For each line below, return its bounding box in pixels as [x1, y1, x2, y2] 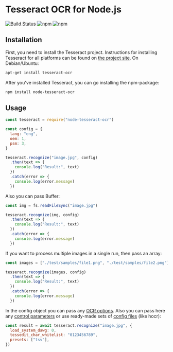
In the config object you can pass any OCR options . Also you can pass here [5, 307, 166, 313]
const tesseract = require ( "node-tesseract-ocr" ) [5, 117, 114, 122]
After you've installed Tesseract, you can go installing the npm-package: [5, 79, 160, 85]
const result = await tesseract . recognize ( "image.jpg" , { [5, 323, 132, 328]
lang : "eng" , [10, 131, 38, 137]
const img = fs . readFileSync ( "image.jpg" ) [5, 203, 98, 208]
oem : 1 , [10, 136, 27, 141]
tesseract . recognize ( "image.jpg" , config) [5, 155, 98, 160]
